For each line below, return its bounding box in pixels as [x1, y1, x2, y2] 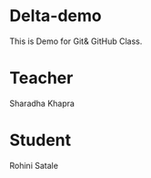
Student [9, 130, 72, 151]
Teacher [9, 68, 74, 89]
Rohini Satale [9, 160, 59, 171]
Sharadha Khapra [9, 98, 75, 109]
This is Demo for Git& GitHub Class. [9, 36, 143, 47]
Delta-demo [9, 5, 102, 26]
